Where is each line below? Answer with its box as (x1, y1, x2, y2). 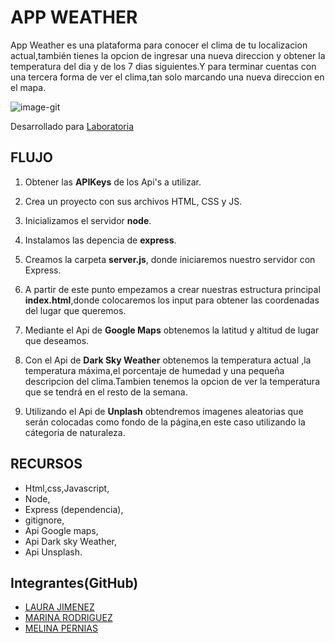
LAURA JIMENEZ (24, 601, 95, 613)
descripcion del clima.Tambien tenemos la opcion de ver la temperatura (24, 375, 321, 387)
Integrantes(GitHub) (10, 574, 139, 591)
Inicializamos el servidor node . (24, 214, 152, 226)
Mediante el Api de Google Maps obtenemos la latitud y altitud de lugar (24, 324, 320, 336)
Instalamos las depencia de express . (24, 234, 177, 246)
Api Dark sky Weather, (24, 535, 118, 547)
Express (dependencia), (24, 503, 124, 515)
